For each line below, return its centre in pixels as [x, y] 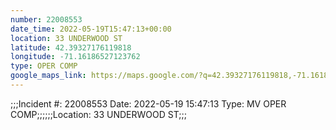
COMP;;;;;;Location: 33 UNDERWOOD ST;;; [98, 114]
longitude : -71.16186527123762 [75, 57]
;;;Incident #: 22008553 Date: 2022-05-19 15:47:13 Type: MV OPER [148, 103]
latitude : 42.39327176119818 [71, 47]
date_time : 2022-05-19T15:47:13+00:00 [91, 29]
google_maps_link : [48, 76]
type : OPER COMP [44, 66]
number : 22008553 [46, 19]
